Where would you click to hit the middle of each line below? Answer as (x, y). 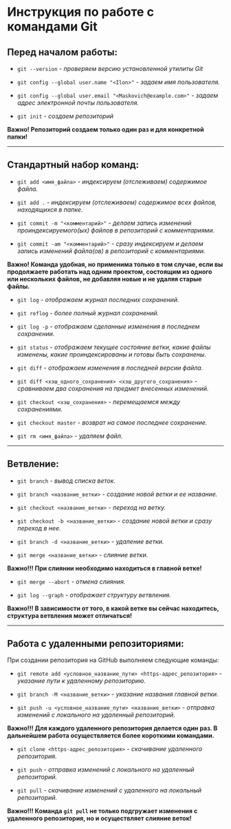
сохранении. (36, 333)
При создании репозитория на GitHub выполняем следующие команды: (113, 660)
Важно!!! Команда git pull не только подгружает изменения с (102, 811)
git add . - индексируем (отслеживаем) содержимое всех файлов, (117, 202)
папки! (17, 137)
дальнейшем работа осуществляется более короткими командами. (111, 736)
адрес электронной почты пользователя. (78, 103)
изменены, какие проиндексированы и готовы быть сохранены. (111, 354)
